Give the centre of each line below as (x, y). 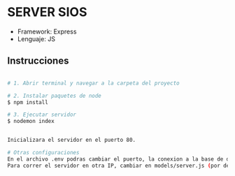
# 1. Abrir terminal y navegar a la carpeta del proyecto (93, 83)
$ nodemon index (31, 122)
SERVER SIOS (47, 12)
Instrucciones (38, 61)
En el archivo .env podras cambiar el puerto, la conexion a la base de (115, 159)
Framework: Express (47, 31)
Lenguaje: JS (36, 38)
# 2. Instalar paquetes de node (54, 96)
